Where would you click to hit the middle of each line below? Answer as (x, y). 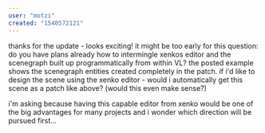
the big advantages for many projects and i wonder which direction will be (130, 111)
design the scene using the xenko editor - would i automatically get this (126, 80)
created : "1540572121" (46, 23)
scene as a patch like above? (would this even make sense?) (108, 88)
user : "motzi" (32, 16)
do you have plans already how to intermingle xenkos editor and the (120, 54)
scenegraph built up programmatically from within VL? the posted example (131, 63)
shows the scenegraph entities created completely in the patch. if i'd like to (132, 71)
